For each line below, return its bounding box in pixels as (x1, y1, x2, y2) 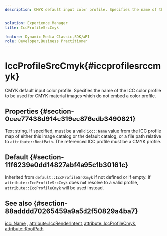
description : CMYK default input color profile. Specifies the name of (5, 7, 157, 12)
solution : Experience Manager (5, 20, 68, 25)
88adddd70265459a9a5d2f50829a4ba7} (5, 207, 138, 216)
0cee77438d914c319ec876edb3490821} (5, 115, 136, 123)
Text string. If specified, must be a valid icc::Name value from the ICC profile (5, 128, 162, 134)
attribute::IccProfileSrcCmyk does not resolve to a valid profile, (5, 179, 138, 185)
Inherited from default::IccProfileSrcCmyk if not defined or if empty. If (5, 174, 151, 180)
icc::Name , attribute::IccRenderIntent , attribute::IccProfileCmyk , (5, 220, 137, 226)
